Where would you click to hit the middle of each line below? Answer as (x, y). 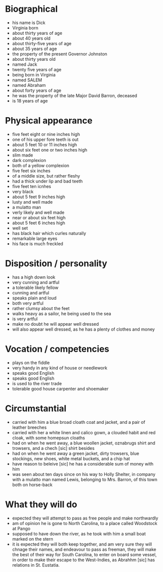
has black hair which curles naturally (49, 233)
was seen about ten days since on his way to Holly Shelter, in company (84, 474)
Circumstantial (36, 408)
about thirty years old (34, 59)
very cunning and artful (36, 282)
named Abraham (29, 85)
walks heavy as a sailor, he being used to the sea (62, 313)
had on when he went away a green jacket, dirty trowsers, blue (76, 453)
